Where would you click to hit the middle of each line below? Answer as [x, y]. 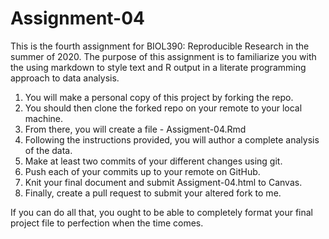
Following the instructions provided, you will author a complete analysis [172, 139]
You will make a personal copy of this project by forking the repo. [159, 97]
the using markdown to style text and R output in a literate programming [158, 67]
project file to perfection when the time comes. [107, 223]
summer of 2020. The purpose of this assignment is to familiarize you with [163, 56]
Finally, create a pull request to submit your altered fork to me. [153, 193]
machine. [44, 118]
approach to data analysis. [65, 78]
